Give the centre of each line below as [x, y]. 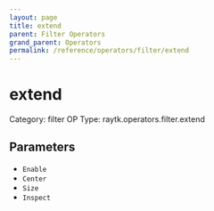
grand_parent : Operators [55, 42]
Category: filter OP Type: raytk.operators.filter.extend [107, 119]
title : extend [36, 26]
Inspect [36, 198]
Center [34, 179]
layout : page [33, 17]
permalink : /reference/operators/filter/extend [99, 51]
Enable [34, 169]
